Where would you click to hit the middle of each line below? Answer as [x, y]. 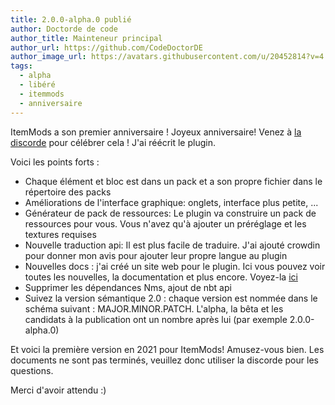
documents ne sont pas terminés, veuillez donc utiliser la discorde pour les [164, 360]
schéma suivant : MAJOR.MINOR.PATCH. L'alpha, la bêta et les [154, 308]
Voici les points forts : [55, 162]
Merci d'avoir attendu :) [58, 390]
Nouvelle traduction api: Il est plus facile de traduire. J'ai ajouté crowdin [172, 245]
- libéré [37, 85]
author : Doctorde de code [64, 29]
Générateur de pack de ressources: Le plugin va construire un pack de [170, 213]
